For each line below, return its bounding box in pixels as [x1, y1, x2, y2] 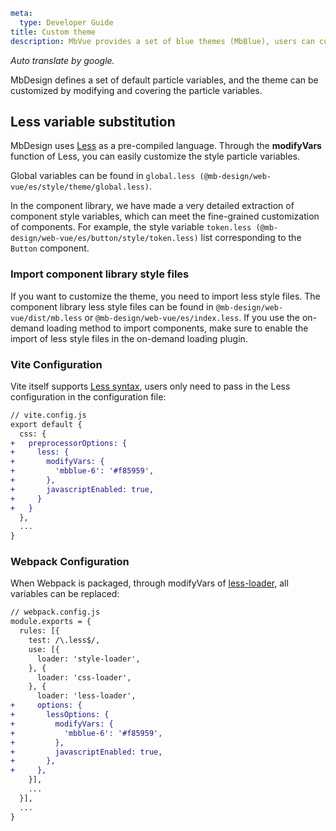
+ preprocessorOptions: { [10, 438, 128, 448]
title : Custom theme [10, 27, 97, 37]
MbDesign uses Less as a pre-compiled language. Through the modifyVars [10, 140, 322, 152]
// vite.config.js [10, 410, 87, 420]
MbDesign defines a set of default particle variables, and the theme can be [10, 74, 319, 86]
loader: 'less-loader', [36, 691, 137, 701]
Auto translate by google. [10, 54, 115, 66]
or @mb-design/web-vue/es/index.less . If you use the [84, 311, 301, 323]
